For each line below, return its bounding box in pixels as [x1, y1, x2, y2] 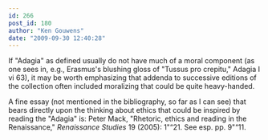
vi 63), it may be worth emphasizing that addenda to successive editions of [8, 73, 257, 82]
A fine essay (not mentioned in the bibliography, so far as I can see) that [8, 97, 246, 106]
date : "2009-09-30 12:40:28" [8, 34, 106, 42]
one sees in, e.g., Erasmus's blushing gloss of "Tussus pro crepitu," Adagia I [8, 65, 261, 74]
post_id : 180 [8, 19, 52, 27]
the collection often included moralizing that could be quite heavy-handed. [8, 82, 255, 91]
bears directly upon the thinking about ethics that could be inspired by [8, 106, 241, 115]
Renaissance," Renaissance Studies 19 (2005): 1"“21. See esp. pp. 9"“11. [8, 122, 246, 132]
